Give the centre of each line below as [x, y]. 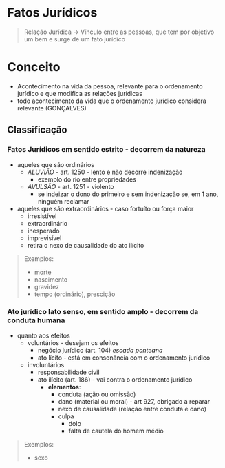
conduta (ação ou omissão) [97, 394]
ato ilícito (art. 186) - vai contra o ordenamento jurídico [115, 379]
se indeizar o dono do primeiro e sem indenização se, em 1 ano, [128, 194]
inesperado [43, 231]
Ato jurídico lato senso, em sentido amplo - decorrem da [103, 312]
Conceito [34, 67]
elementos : [64, 387]
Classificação [37, 130]
